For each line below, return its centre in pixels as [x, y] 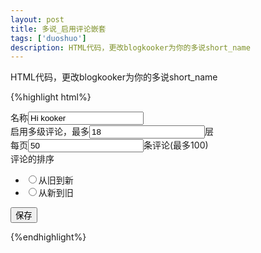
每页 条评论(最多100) [109, 145]
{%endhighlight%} [48, 237]
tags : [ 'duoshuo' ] [48, 38]
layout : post [37, 19]
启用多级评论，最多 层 [112, 132]
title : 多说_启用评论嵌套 [58, 29]
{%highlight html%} [51, 97]
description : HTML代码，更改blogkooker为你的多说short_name [130, 47]
